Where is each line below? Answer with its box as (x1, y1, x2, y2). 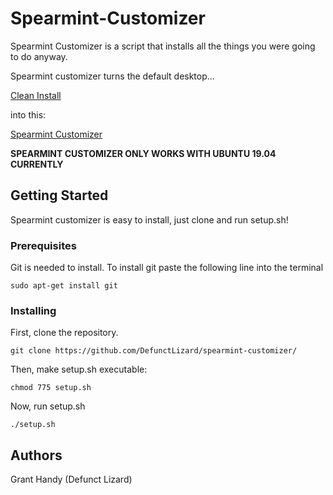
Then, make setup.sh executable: (10, 363, 148, 376)
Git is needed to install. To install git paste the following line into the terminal (10, 262, 324, 274)
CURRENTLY (10, 158, 64, 170)
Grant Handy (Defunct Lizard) (10, 473, 133, 486)
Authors (10, 447, 63, 464)
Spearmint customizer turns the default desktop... (10, 70, 215, 82)
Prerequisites (10, 238, 77, 252)
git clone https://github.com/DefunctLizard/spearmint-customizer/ (10, 346, 298, 356)
